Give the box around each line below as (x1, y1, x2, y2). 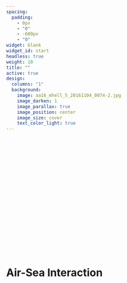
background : (11, 87, 42, 93)
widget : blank (6, 43, 42, 49)
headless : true (6, 53, 44, 59)
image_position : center (17, 109, 76, 115)
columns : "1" (11, 82, 44, 88)
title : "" (6, 64, 31, 71)
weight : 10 (6, 59, 33, 65)
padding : (11, 14, 33, 20)
